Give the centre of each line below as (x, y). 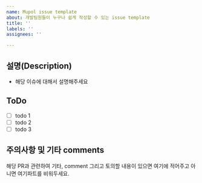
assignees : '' (24, 35)
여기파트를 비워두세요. (43, 173)
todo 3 (23, 129)
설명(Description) (39, 66)
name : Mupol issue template (42, 12)
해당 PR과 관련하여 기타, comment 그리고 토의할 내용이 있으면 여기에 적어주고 (98, 166)
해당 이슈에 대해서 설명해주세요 (51, 81)
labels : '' (20, 29)
